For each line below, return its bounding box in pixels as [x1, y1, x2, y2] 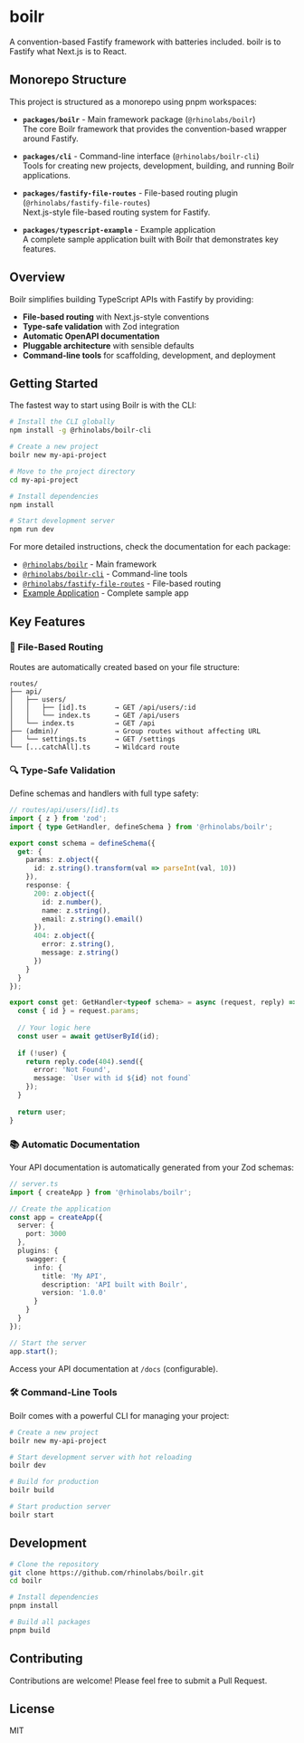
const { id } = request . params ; [17, 1007, 140, 1016]
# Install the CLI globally [9, 417, 116, 426]
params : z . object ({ [25, 856, 100, 865]
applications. [22, 169, 71, 180]
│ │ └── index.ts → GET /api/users [9, 711, 180, 720]
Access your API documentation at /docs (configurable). [9, 1363, 219, 1374]
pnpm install [9, 1601, 59, 1611]
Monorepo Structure [9, 72, 127, 88]
